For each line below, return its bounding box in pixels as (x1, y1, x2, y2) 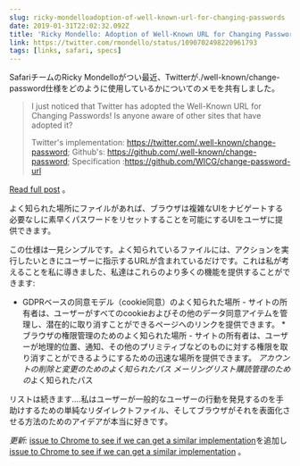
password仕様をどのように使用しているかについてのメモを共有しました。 (9, 83, 279, 94)
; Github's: (67, 146, 105, 157)
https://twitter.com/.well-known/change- (126, 137, 277, 148)
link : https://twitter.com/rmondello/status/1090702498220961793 (9, 37, 257, 47)
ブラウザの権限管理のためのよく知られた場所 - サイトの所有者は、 (21, 330, 266, 341)
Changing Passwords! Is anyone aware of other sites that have (30, 111, 262, 121)
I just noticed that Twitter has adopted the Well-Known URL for (30, 101, 262, 112)
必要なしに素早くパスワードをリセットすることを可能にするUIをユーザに (9, 214, 276, 225)
